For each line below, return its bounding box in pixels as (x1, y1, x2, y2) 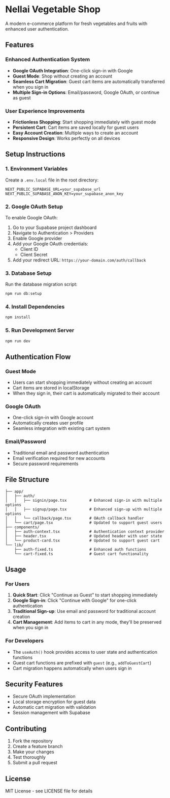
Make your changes (12, 749, 54, 755)
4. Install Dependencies (5, 303, 65, 310)
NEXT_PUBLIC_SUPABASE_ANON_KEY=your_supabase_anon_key (5, 191, 124, 196)
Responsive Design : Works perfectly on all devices (12, 135, 120, 141)
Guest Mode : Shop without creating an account (12, 73, 113, 79)
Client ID (20, 246, 39, 252)
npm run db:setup (5, 291, 42, 296)
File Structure (5, 475, 49, 484)
